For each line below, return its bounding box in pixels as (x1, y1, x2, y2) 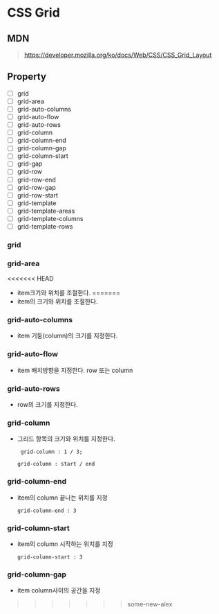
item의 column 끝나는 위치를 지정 (17, 493, 108, 502)
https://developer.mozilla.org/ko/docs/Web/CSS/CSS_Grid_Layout (23, 51, 212, 59)
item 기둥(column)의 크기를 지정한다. (17, 331, 118, 340)
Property (7, 71, 47, 82)
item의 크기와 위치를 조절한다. (17, 297, 98, 306)
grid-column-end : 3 (17, 507, 77, 514)
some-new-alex (127, 600, 173, 608)
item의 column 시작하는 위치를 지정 (17, 539, 114, 548)
